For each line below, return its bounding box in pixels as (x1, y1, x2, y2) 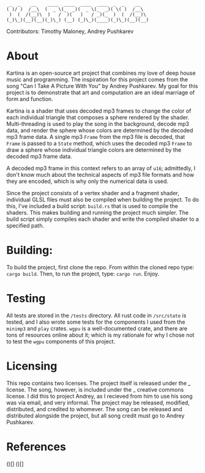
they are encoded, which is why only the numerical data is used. (6, 177, 169, 185)
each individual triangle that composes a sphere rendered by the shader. (6, 113, 190, 121)
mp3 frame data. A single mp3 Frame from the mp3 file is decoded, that (6, 133, 185, 140)
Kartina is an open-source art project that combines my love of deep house (6, 69, 196, 76)
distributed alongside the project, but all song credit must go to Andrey (6, 412, 185, 419)
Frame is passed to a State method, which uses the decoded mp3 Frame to (6, 140, 192, 147)
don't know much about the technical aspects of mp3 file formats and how (6, 171, 195, 178)
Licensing (6, 359, 58, 373)
